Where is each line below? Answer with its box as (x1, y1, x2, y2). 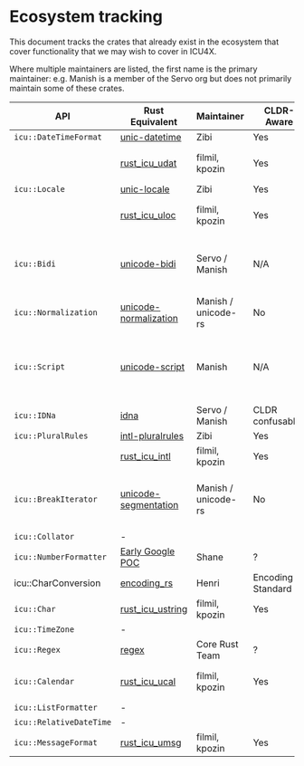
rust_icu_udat (119, 157, 177, 169)
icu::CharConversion (14, 577, 101, 589)
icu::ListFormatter (14, 702, 98, 713)
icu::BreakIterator (14, 493, 98, 504)
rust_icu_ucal (119, 675, 176, 687)
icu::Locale (14, 184, 66, 194)
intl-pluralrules (119, 429, 184, 442)
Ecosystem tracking (9, 6, 163, 27)
